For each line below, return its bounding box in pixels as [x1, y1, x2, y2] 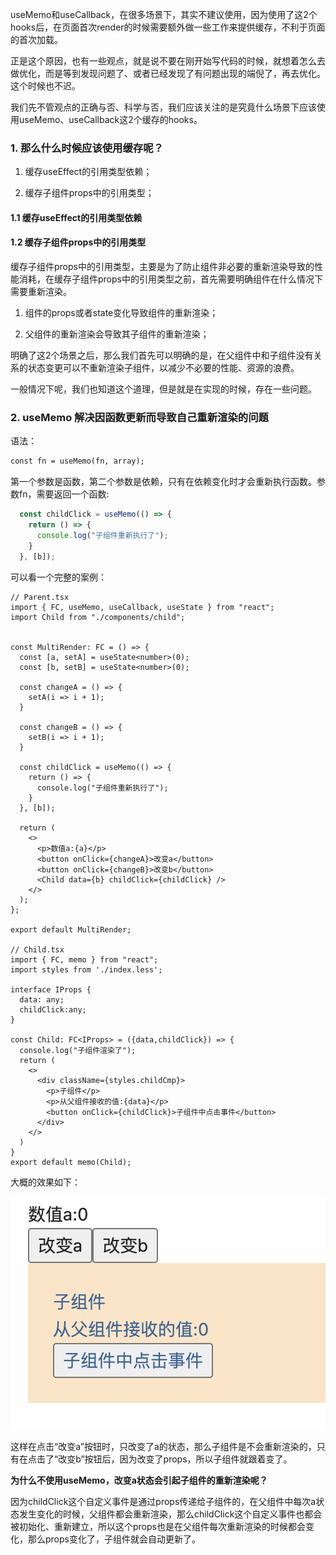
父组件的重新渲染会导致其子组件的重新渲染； [24, 328, 210, 340]
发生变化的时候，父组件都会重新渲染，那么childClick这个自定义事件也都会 [18, 1508, 323, 1520]
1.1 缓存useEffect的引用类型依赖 [10, 211, 143, 223]
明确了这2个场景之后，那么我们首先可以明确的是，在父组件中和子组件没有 [10, 349, 314, 362]
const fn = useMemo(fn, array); [10, 456, 145, 467]
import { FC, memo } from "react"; [10, 954, 159, 965]
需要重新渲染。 [10, 286, 72, 298]
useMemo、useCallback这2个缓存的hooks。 [18, 114, 203, 125]
